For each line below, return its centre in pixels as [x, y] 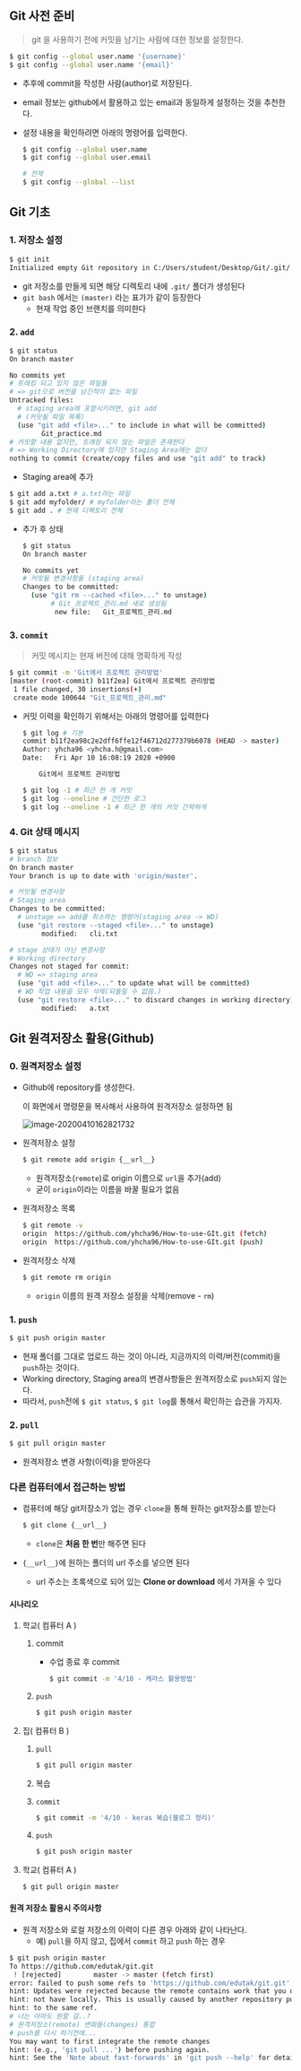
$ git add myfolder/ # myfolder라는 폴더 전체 [92, 502]
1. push [23, 1319]
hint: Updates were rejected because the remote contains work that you [148, 1991]
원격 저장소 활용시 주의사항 [56, 1908]
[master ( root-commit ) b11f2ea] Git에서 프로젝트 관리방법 [112, 681]
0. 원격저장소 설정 [46, 1066]
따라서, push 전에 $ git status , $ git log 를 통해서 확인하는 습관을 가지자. [152, 1401]
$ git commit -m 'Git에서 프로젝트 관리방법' [86, 673]
